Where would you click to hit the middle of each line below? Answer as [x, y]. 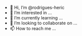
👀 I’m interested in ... [31, 13]
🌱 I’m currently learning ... [36, 18]
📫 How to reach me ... [33, 28]
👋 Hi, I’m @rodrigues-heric [37, 8]
